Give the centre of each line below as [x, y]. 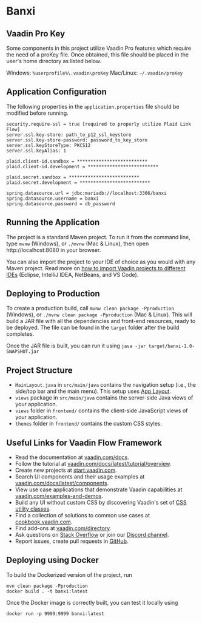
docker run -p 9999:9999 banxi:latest [55, 614]
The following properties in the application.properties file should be [93, 106]
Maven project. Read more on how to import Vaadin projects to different [96, 268]
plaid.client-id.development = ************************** [82, 166]
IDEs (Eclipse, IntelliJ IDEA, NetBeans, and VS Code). [72, 274]
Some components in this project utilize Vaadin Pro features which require [99, 48]
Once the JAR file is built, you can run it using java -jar [76, 346]
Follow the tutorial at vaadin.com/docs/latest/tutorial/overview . [93, 464]
